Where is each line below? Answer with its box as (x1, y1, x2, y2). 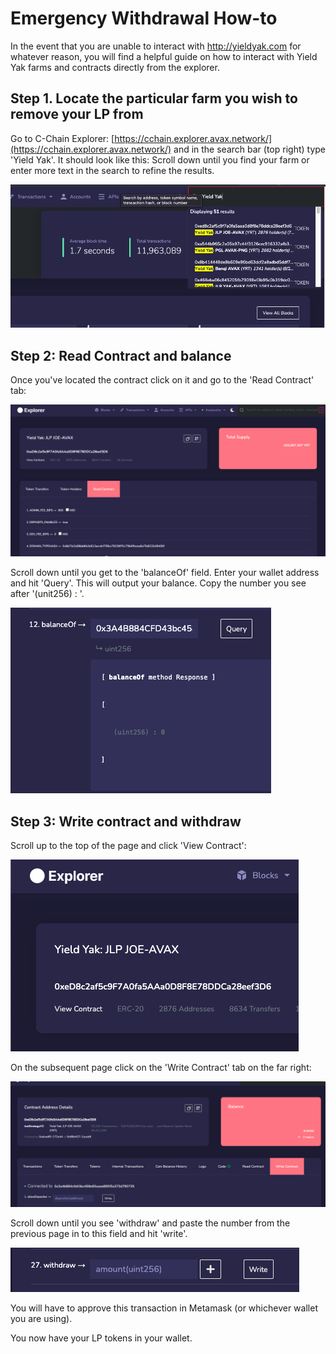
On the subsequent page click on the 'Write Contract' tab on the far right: (10, 1062, 312, 1074)
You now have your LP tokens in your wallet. (10, 1332, 193, 1344)
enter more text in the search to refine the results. (10, 164, 215, 176)
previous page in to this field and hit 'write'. (10, 1227, 188, 1239)
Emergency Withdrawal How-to (10, 7, 278, 30)
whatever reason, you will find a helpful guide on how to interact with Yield (10, 50, 318, 62)
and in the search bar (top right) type (173, 143, 326, 155)
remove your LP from (10, 106, 144, 123)
